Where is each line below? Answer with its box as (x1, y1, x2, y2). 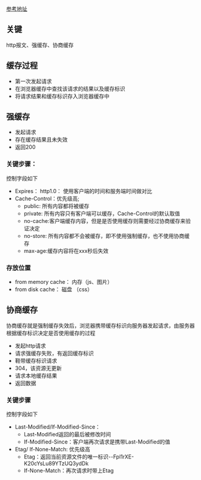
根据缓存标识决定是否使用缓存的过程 (6, 329, 96, 337)
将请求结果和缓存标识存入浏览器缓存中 (14, 92, 109, 100)
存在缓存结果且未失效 (14, 136, 68, 143)
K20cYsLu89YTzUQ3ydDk (23, 460, 89, 467)
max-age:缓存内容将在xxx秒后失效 (23, 247, 109, 254)
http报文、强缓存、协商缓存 (6, 41, 74, 48)
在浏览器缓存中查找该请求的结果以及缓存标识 (14, 85, 126, 92)
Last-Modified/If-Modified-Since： (14, 423, 100, 430)
